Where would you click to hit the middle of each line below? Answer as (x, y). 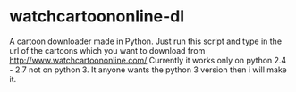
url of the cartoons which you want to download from (107, 50)
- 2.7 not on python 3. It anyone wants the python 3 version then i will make (148, 70)
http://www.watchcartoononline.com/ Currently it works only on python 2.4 (148, 60)
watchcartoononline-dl (97, 17)
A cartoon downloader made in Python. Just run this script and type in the (146, 41)
